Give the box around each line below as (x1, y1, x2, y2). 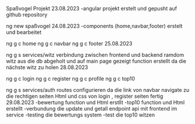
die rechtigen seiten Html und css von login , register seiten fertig (6, 93, 163, 99)
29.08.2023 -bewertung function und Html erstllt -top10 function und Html (6, 99, 185, 106)
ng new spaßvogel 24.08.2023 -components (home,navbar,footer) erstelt (6, 23, 183, 29)
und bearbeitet (6, 29, 42, 36)
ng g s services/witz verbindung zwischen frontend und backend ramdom (6, 51, 184, 58)
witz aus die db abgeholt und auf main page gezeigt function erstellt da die (6, 58, 187, 64)
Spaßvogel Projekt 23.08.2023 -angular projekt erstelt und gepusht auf (6, 5, 177, 12)
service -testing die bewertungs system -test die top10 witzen (6, 111, 155, 118)
